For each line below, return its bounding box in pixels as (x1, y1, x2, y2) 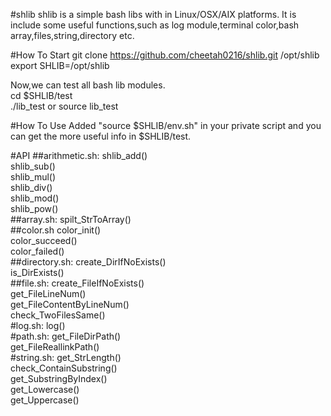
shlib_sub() (10, 160, 56, 172)
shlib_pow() (10, 203, 59, 214)
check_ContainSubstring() (10, 362, 118, 374)
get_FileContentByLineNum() (10, 299, 130, 310)
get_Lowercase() (10, 384, 80, 395)
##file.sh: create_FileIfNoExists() (10, 277, 145, 289)
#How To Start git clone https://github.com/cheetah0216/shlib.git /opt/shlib (10, 49, 320, 61)
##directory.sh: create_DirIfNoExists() (10, 256, 167, 268)
